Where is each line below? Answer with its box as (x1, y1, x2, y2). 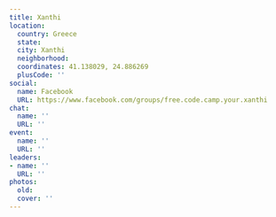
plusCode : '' (17, 71, 66, 80)
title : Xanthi (9, 12, 62, 22)
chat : (9, 104, 29, 112)
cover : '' (17, 194, 53, 204)
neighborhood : (17, 54, 69, 63)
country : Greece (17, 29, 77, 38)
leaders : (9, 152, 42, 162)
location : (9, 21, 46, 30)
